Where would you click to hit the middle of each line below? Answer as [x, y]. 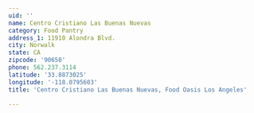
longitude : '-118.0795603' [53, 82]
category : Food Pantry [46, 30]
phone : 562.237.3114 [43, 68]
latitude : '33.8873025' [48, 75]
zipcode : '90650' [37, 60]
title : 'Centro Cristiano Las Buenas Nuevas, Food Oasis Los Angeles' [128, 90]
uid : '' [21, 16]
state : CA [25, 53]
